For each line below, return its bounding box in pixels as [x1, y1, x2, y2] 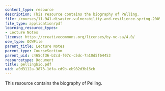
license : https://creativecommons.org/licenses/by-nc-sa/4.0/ [5, 35, 135, 40]
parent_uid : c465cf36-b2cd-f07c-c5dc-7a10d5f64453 [5, 53, 111, 58]
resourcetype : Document [5, 58, 54, 62]
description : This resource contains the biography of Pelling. [5, 12, 139, 17]
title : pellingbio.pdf [5, 62, 52, 67]
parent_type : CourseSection [5, 48, 63, 53]
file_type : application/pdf [5, 21, 63, 26]
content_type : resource [5, 7, 54, 12]
